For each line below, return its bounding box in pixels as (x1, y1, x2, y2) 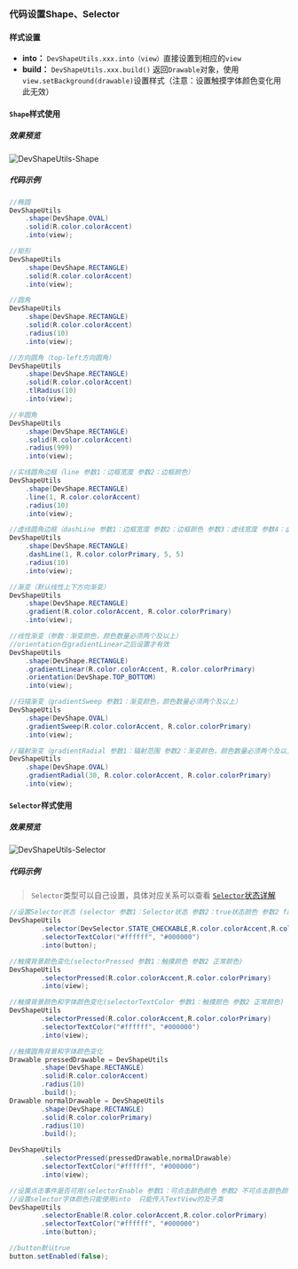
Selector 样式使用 (9, 800, 73, 810)
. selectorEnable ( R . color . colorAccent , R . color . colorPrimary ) (41, 1211, 268, 1220)
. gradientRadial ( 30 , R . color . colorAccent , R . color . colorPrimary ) (25, 771, 272, 780)
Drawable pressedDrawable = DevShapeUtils (9, 1055, 169, 1064)
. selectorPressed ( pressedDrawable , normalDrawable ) (41, 1153, 232, 1163)
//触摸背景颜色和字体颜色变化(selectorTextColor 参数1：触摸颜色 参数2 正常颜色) (9, 998, 285, 1007)
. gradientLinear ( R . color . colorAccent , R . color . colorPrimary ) (25, 665, 255, 674)
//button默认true (9, 1244, 71, 1253)
